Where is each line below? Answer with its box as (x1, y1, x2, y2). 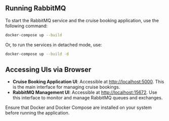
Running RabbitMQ (5, 4, 66, 13)
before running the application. (5, 110, 70, 116)
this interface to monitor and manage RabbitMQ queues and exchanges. (12, 95, 163, 101)
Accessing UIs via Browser (5, 65, 92, 74)
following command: (5, 23, 48, 29)
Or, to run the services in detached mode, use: (5, 41, 102, 47)
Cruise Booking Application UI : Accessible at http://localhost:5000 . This (12, 79, 164, 85)
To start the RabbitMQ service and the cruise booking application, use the (5, 17, 159, 23)
